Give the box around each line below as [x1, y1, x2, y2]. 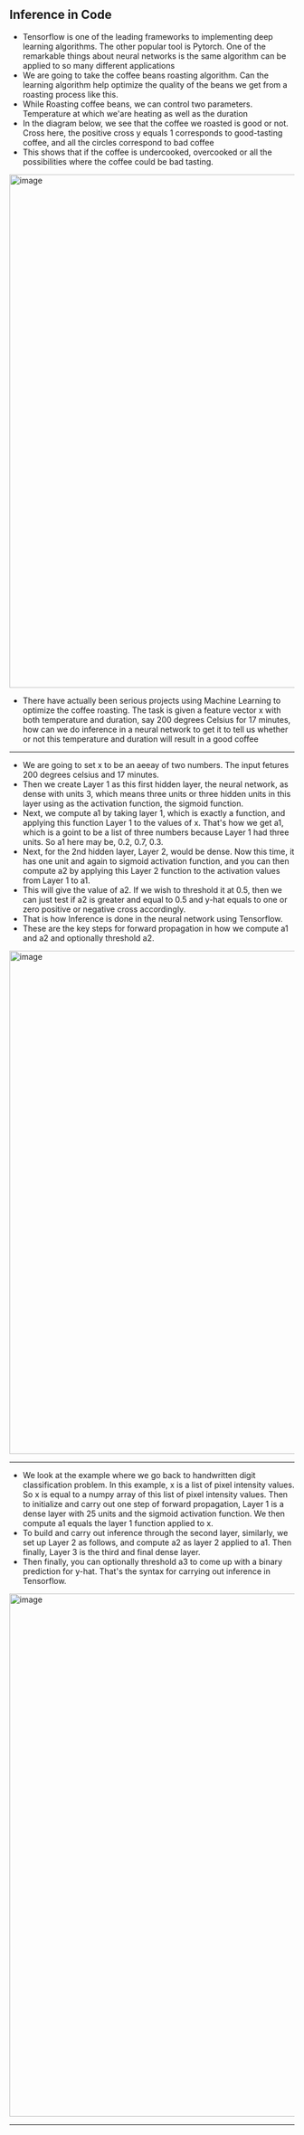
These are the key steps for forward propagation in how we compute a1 [22, 923, 289, 934]
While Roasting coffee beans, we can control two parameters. [22, 99, 253, 109]
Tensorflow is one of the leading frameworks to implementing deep [22, 31, 273, 42]
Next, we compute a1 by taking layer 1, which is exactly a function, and [22, 807, 286, 818]
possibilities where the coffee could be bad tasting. [22, 156, 214, 166]
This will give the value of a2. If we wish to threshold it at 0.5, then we [22, 884, 282, 895]
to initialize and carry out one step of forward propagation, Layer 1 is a [22, 1498, 285, 1509]
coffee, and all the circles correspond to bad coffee [22, 137, 214, 147]
